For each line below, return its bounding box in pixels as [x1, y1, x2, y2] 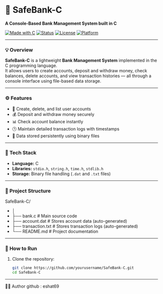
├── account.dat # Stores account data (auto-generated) [12, 218, 128, 224]
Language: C [12, 160, 39, 166]
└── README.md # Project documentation [12, 229, 98, 234]
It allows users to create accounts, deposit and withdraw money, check [5, 68, 147, 74]
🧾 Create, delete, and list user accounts [12, 106, 91, 112]
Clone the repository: [12, 256, 55, 262]
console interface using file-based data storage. [5, 78, 101, 84]
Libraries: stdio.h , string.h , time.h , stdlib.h [12, 165, 103, 171]
